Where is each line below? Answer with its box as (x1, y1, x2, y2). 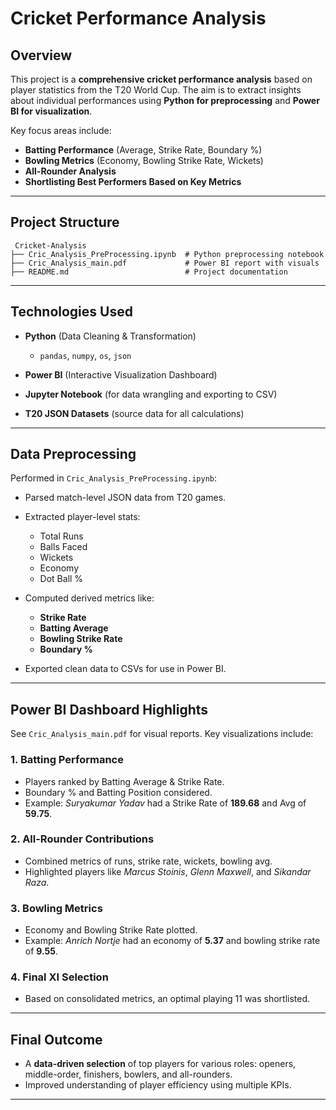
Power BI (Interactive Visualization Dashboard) (24, 368, 218, 381)
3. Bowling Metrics (10, 901, 103, 915)
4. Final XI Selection (10, 970, 109, 984)
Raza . (24, 876, 50, 888)
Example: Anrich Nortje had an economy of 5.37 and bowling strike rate (24, 935, 321, 947)
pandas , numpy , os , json (39, 349, 132, 361)
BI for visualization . (10, 105, 93, 117)
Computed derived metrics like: (24, 592, 155, 604)
